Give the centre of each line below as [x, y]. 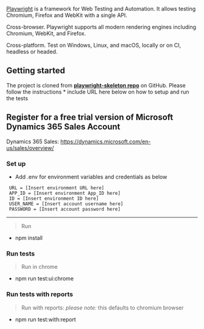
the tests [17, 98]
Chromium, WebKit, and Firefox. [46, 33]
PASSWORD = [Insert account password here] [65, 209]
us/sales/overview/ [30, 148]
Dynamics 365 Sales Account [63, 127]
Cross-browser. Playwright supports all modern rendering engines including [101, 27]
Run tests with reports [40, 294]
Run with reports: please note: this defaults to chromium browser [102, 307]
